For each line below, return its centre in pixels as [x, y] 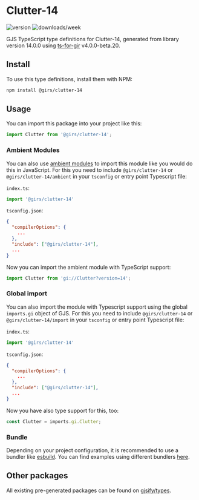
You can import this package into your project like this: [74, 123]
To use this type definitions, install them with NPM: [70, 79]
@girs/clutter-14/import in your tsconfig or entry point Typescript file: [95, 320]
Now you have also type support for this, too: [63, 410]
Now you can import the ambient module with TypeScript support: [89, 267]
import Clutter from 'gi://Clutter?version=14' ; [69, 278]
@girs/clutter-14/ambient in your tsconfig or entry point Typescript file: [97, 176]
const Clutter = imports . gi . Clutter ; [54, 421]
